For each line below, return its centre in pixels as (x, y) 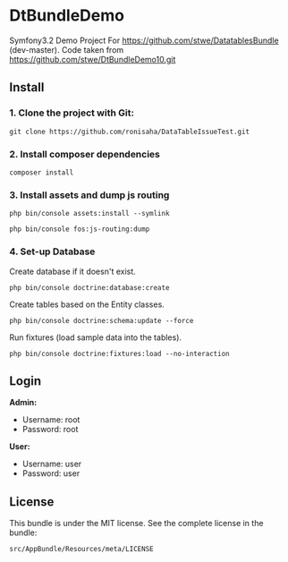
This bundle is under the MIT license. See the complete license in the (136, 524)
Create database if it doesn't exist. (72, 271)
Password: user (51, 473)
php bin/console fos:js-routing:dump (80, 229)
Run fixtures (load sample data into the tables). (95, 337)
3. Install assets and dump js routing (89, 195)
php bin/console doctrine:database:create (89, 287)
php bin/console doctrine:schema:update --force (102, 320)
